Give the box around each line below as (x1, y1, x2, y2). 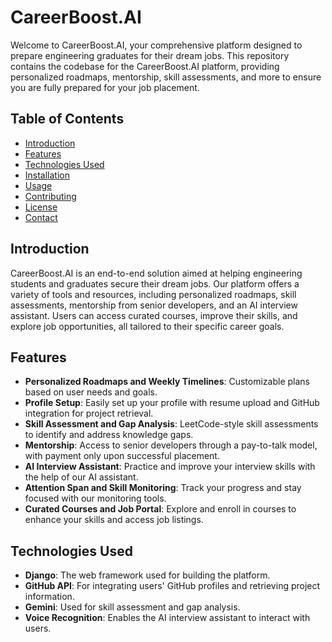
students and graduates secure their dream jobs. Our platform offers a (10, 277, 300, 290)
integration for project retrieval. (24, 407, 154, 420)
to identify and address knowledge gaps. (24, 429, 194, 441)
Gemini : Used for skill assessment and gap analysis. (24, 601, 241, 613)
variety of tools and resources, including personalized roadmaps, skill (10, 288, 297, 300)
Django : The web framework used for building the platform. (24, 569, 271, 581)
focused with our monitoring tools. (24, 492, 167, 505)
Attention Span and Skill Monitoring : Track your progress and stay (24, 482, 302, 494)
